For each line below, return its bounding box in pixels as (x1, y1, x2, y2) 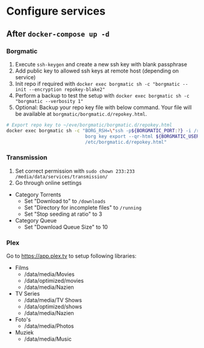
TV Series (15, 289, 40, 297)
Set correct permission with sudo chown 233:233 (15, 167, 135, 174)
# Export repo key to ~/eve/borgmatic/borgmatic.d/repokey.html (6, 122, 172, 128)
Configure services (6, 4, 106, 18)
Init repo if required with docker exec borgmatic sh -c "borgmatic (15, 80, 180, 87)
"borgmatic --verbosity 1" (15, 98, 84, 104)
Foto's (15, 316, 32, 323)
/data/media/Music (24, 335, 72, 343)
